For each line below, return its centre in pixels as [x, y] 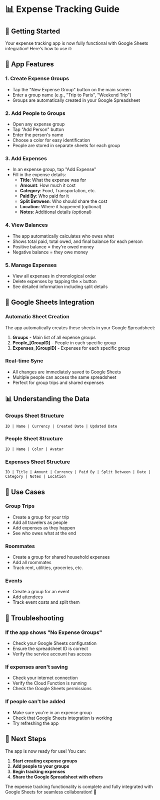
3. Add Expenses [26, 158]
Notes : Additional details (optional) [56, 212]
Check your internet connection [45, 678]
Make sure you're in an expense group [52, 712]
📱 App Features [29, 64]
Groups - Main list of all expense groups [54, 337]
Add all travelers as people [40, 522]
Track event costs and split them [46, 602]
